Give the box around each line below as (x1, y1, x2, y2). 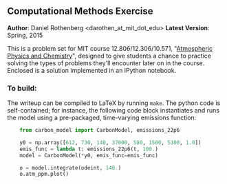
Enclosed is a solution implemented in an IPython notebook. (7, 66, 177, 74)
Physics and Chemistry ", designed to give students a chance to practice (7, 51, 212, 60)
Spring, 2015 (7, 31, 43, 39)
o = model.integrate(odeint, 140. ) (19, 164, 122, 171)
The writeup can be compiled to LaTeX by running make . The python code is (7, 99, 221, 107)
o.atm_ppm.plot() (19, 171, 69, 178)
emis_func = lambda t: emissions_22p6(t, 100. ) (19, 146, 158, 152)
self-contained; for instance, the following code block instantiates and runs (7, 106, 220, 115)
